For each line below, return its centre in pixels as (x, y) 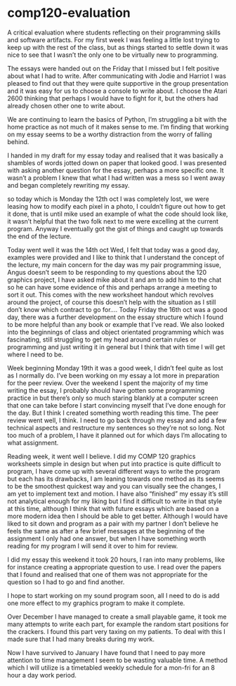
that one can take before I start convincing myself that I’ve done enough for (117, 405)
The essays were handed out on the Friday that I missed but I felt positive (113, 68)
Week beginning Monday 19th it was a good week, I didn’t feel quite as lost (115, 368)
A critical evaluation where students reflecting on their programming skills (114, 32)
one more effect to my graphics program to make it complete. (96, 603)
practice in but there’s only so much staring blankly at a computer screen (113, 398)
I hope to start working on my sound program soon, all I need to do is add (113, 595)
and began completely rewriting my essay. (68, 185)
